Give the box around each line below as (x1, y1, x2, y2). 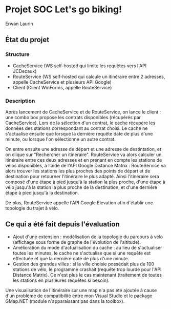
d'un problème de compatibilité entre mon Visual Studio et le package (5, 293, 153, 299)
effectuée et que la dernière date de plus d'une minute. (12, 255, 130, 261)
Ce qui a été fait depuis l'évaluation (5, 220, 120, 229)
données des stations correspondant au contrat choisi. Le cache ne (5, 125, 148, 131)
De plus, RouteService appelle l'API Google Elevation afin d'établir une (5, 199, 154, 206)
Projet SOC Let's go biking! (5, 4, 122, 15)
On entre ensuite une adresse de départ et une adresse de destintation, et (5, 146, 161, 152)
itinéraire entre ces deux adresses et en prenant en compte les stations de (5, 157, 162, 163)
